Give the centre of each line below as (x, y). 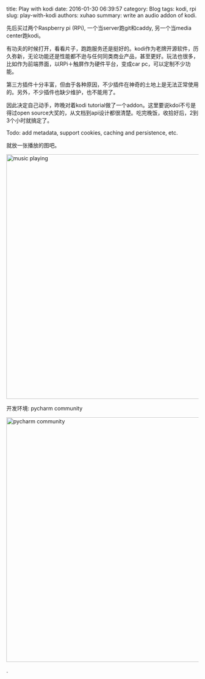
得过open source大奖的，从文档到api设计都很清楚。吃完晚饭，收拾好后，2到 (102, 113)
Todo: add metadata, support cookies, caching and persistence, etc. (92, 133)
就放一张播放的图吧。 (33, 145)
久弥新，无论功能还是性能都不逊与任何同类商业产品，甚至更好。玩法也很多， (103, 56)
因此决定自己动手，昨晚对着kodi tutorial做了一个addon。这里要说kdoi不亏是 (101, 105)
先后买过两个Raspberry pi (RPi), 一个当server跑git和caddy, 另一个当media (99, 28)
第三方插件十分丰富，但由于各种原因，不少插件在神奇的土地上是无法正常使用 (103, 84)
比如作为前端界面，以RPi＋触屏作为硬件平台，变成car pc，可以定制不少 (96, 64)
